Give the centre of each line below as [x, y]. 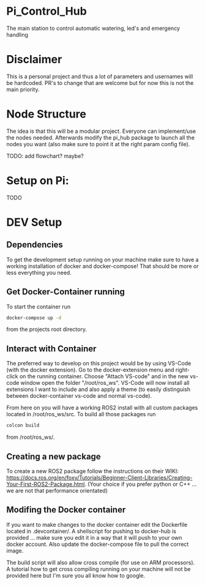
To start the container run [39, 307]
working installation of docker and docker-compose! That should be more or [102, 266]
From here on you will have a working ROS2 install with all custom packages [102, 408]
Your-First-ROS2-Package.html [46, 484]
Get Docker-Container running [66, 292]
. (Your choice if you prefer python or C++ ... [141, 484]
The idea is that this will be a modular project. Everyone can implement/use [101, 131]
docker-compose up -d [34, 318]
